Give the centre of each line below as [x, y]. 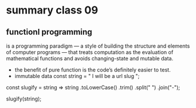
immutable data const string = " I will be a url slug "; [77, 76]
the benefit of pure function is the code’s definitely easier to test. [92, 70]
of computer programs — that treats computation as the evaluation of [90, 52]
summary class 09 [52, 10]
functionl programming [49, 32]
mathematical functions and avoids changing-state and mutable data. [90, 58]
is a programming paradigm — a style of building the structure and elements [98, 46]
